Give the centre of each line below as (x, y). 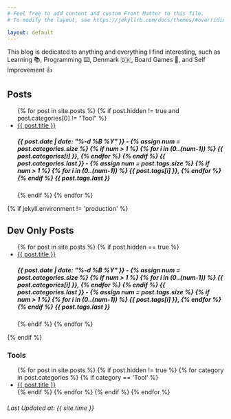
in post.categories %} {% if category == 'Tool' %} (88, 378)
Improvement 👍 (30, 70)
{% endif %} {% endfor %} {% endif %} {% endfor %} (93, 392)
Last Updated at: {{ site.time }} (51, 408)
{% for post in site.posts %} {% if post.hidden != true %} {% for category (120, 370)
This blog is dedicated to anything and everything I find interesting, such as (114, 52)
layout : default (30, 32)
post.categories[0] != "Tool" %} (62, 119)
